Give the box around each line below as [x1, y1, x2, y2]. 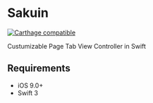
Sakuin [7, 5, 49, 21]
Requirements [7, 62, 71, 75]
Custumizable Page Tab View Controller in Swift [7, 42, 147, 50]
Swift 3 [17, 88, 39, 97]
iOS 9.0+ [17, 81, 44, 90]
